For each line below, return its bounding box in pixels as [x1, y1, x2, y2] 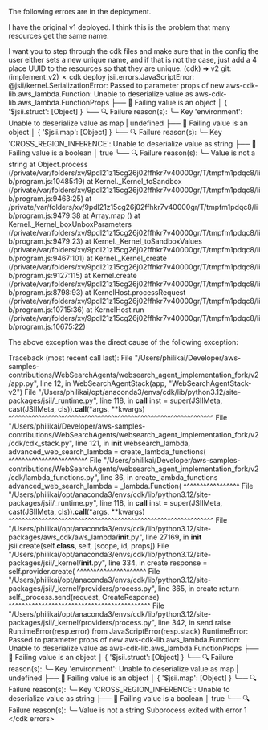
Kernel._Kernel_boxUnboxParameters [8, 219, 132, 228]
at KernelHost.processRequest [84, 288, 186, 297]
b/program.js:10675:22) [8, 322, 86, 331]
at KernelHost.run [86, 305, 144, 314]
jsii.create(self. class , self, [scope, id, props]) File [8, 541, 169, 550]
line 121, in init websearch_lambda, [75, 438, 191, 448]
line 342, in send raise [157, 618, 231, 627]
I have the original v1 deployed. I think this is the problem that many [8, 23, 231, 31]
